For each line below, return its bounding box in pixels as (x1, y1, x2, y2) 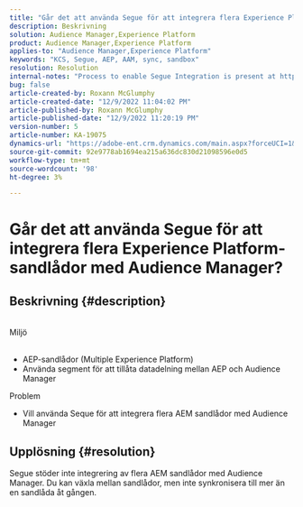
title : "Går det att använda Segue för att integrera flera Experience (9, 13, 284, 23)
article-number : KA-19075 (9, 131, 106, 140)
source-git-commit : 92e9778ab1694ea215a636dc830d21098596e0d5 (9, 147, 248, 156)
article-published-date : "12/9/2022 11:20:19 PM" (9, 114, 200, 123)
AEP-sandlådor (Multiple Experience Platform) (22, 354, 194, 365)
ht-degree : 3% (9, 172, 63, 181)
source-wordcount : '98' (9, 164, 99, 173)
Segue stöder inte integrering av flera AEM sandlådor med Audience (9, 468, 263, 479)
